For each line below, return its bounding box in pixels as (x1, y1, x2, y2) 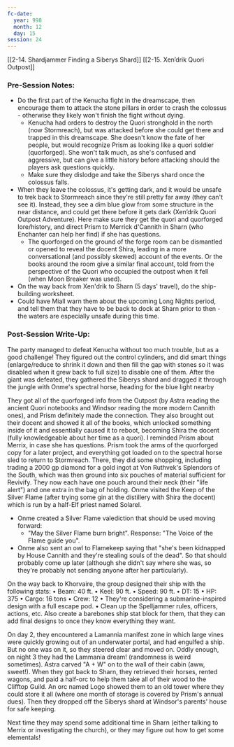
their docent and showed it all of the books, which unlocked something (7, 418, 212, 427)
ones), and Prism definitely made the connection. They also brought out (7, 411, 214, 419)
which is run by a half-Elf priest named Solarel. (7, 500, 142, 508)
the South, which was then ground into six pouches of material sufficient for (7, 470, 226, 479)
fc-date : (7, 10, 33, 18)
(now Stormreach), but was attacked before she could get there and (27, 126, 224, 134)
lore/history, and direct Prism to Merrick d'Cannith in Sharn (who (17, 223, 204, 231)
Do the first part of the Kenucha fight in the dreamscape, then (17, 96, 196, 105)
